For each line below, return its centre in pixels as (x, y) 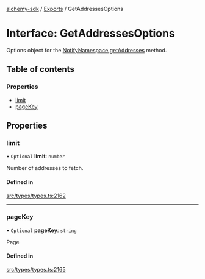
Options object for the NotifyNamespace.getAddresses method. (87, 50)
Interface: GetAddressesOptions (91, 34)
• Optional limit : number (36, 156)
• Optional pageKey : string (42, 230)
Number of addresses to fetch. (45, 168)
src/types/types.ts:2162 (36, 196)
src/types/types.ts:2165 (36, 270)
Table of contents (40, 69)
